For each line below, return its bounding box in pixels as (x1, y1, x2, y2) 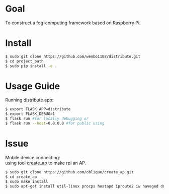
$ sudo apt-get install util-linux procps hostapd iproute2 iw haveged (5, 183, 158, 189)
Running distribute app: (5, 97, 54, 103)
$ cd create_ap (5, 174, 37, 179)
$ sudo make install (5, 179, 49, 184)
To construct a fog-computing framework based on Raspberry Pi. (5, 20, 141, 26)
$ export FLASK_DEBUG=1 (5, 111, 55, 116)
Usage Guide (5, 80, 60, 92)
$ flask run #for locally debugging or (5, 116, 89, 121)
